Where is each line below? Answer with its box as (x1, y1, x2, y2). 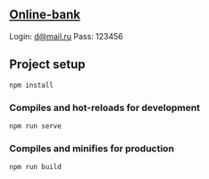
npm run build (9, 163, 63, 172)
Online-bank (9, 7, 80, 22)
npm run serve (9, 121, 63, 131)
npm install (9, 81, 54, 89)
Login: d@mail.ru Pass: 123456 (9, 30, 123, 41)
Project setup (9, 57, 87, 72)
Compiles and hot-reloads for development (9, 101, 201, 114)
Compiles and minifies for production (9, 142, 174, 155)
